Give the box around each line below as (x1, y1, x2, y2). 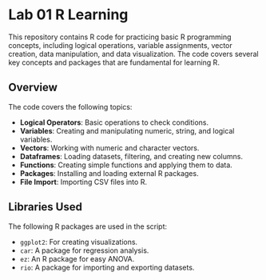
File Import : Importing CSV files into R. (19, 177, 148, 186)
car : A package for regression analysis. (19, 246, 149, 255)
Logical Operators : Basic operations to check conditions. (19, 118, 209, 127)
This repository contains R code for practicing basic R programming (8, 32, 232, 42)
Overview (8, 81, 58, 94)
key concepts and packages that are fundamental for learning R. (8, 58, 220, 67)
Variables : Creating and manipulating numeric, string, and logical (19, 126, 235, 135)
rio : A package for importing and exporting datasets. (19, 262, 195, 272)
